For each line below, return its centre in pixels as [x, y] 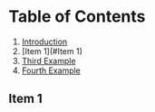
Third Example [48, 61]
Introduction [44, 42]
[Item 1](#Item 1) [52, 51]
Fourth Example [51, 70]
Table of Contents [77, 17]
